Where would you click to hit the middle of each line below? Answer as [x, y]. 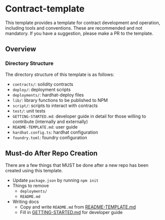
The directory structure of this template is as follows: [60, 74]
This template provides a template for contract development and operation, [83, 23]
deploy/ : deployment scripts [42, 89]
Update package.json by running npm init [55, 180]
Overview [21, 49]
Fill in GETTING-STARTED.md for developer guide [71, 212]
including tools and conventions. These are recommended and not [74, 28]
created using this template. [34, 171]
